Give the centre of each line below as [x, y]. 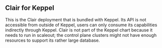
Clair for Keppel [30, 8]
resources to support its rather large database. [53, 40]
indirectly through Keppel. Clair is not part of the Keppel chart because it [79, 30]
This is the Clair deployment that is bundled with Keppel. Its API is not [76, 19]
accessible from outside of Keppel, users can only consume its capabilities [81, 25]
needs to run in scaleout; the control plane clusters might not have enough [81, 35]
